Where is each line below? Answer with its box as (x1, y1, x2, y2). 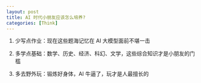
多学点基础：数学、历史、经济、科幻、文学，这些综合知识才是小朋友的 (14, 50, 190, 57)
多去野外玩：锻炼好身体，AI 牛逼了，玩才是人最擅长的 (14, 70, 149, 78)
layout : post (6, 8, 39, 15)
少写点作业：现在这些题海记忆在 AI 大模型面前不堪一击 (14, 37, 151, 45)
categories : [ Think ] (6, 20, 59, 26)
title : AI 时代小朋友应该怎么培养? (6, 14, 86, 20)
